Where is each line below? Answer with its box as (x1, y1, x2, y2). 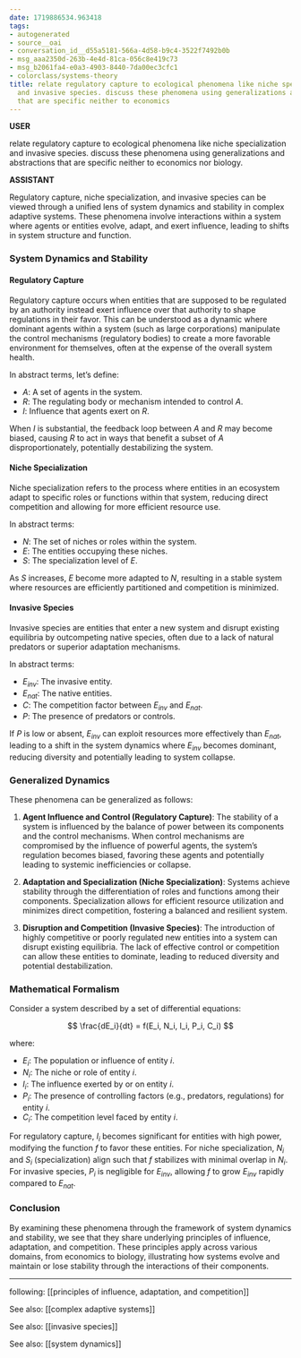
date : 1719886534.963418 (9, 13, 102, 22)
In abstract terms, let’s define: (9, 369, 119, 380)
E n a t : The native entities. (21, 687, 113, 700)
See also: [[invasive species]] (9, 1320, 118, 1331)
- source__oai (9, 38, 63, 47)
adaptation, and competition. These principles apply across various (9, 1242, 258, 1252)
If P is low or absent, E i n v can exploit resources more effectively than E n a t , (9, 728, 282, 742)
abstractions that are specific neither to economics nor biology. (9, 158, 244, 168)
